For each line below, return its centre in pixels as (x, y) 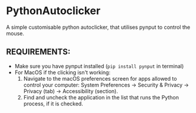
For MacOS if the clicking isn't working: (63, 72)
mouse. (15, 33)
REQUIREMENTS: (38, 52)
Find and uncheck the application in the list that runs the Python (101, 97)
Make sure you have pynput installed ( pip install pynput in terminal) (99, 66)
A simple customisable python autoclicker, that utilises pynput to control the (98, 27)
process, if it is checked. (53, 104)
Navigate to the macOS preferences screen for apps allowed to (100, 78)
